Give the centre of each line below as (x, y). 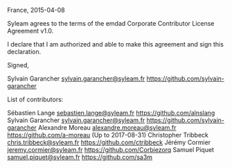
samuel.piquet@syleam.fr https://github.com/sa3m (80, 157)
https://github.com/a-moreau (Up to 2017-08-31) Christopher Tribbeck (108, 135)
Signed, (18, 65)
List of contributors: (35, 99)
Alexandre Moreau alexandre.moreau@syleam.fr (107, 127)
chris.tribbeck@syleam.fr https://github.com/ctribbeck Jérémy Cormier (109, 142)
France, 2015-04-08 (36, 10)
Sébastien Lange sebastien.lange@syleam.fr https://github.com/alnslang (111, 113)
